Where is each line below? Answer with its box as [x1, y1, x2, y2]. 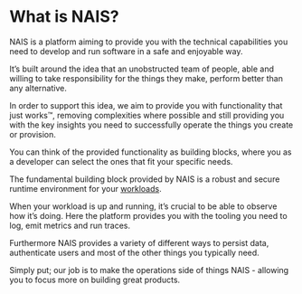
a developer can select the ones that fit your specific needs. [9, 156, 233, 166]
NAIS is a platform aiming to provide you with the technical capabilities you [9, 36, 288, 47]
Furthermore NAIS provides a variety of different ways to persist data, [9, 237, 269, 248]
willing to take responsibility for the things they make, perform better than [9, 72, 283, 83]
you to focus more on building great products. [9, 274, 181, 285]
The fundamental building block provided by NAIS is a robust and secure [9, 174, 280, 185]
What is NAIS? [9, 6, 119, 27]
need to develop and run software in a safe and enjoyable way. [9, 45, 243, 56]
